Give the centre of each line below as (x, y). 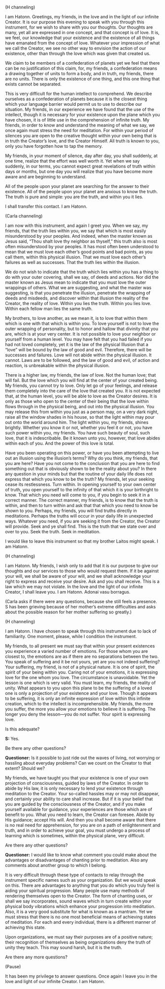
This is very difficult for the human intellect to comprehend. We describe (79, 94)
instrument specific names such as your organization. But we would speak (81, 880)
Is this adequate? (22, 729)
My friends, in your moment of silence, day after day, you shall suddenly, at (81, 156)
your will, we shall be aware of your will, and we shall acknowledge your (78, 576)
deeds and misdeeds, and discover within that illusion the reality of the (77, 298)
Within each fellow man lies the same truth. (49, 309)
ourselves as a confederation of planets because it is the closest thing (76, 99)
